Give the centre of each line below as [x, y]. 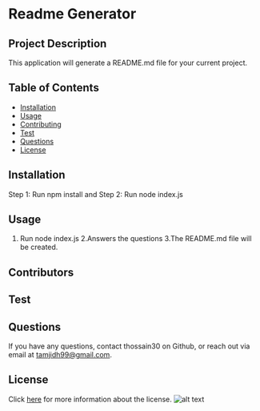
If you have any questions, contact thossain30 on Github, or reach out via [129, 346]
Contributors [41, 272]
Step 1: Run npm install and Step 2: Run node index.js [96, 194]
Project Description [58, 44]
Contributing [40, 124]
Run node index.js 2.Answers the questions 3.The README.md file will [136, 239]
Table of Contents [54, 88]
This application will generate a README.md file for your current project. [128, 62]
